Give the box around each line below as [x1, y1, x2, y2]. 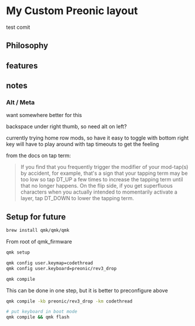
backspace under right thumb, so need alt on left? [6, 123, 127, 130]
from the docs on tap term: [6, 152, 72, 159]
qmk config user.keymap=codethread [6, 260, 93, 266]
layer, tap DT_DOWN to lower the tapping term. [20, 195, 134, 202]
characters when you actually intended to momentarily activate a [20, 188, 178, 195]
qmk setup [6, 250, 31, 255]
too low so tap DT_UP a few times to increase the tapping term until [20, 176, 183, 183]
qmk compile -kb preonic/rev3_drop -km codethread [6, 298, 133, 304]
